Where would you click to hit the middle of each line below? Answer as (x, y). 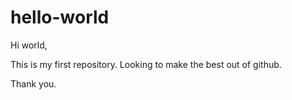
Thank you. (33, 83)
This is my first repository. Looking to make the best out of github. (146, 64)
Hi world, (29, 45)
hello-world (60, 17)
